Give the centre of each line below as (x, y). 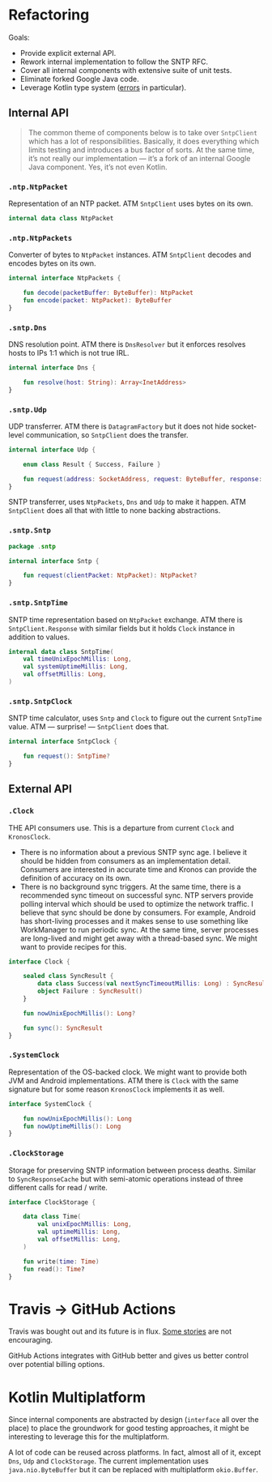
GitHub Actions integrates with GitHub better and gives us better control (129, 1356)
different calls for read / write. (58, 1187)
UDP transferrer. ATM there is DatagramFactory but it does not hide (119, 426)
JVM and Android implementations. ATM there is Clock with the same (123, 1080)
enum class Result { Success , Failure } (92, 464)
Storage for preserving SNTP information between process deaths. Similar (132, 1170)
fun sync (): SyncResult (63, 1028)
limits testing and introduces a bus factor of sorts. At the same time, (141, 149)
